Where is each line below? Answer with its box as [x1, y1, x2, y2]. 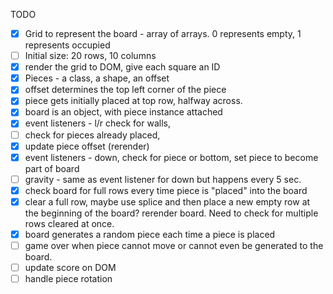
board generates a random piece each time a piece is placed [24, 228, 276, 240]
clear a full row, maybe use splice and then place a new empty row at [24, 195, 311, 208]
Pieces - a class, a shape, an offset [24, 72, 170, 84]
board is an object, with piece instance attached [24, 106, 223, 118]
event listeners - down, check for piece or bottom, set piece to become [24, 151, 319, 163]
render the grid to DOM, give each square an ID [24, 61, 221, 73]
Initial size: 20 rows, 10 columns [24, 50, 157, 62]
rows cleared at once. [24, 217, 115, 229]
